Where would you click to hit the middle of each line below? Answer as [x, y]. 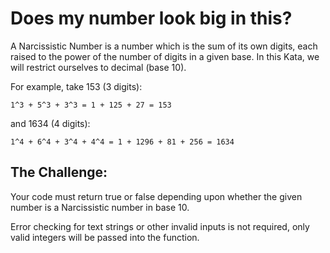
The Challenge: [59, 172]
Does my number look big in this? [151, 18]
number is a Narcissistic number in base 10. [100, 207]
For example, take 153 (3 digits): [76, 86]
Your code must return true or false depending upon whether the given [156, 196]
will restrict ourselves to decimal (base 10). [98, 67]
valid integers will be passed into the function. [105, 237]
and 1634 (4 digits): [50, 123]
